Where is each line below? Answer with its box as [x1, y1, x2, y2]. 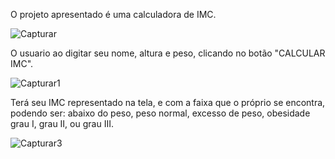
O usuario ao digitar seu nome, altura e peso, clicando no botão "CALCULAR [10, 47, 326, 59]
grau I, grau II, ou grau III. [10, 118, 114, 129]
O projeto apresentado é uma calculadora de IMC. [10, 9, 217, 20]
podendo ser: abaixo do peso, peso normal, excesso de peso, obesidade [10, 107, 311, 119]
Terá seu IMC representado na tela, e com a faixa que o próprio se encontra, [10, 97, 326, 108]
